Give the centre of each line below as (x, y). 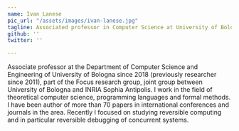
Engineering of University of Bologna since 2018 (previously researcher (112, 75)
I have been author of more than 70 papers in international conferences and (118, 105)
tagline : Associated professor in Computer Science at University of (113, 27)
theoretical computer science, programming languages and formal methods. (119, 98)
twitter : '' (25, 41)
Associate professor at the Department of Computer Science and (103, 67)
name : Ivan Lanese (34, 14)
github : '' (23, 34)
